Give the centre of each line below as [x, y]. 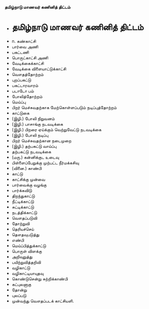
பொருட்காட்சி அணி [30, 57]
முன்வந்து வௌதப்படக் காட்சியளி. [43, 301]
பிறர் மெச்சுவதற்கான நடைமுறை [42, 140]
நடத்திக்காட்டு [24, 212]
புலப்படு [19, 295]
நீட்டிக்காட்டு [23, 201]
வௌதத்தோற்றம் [28, 74]
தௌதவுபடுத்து [25, 234]
